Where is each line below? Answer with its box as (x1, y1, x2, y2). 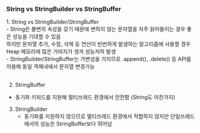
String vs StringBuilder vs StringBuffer (6, 5, 122, 13)
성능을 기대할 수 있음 (12, 33, 61, 40)
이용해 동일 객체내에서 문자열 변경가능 (6, 63, 95, 70)
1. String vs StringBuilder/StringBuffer (6, 19, 99, 26)
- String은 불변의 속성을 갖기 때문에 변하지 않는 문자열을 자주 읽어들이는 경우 (6, 26, 186, 33)
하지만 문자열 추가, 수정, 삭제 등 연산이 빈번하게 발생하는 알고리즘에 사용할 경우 (6, 41, 191, 48)
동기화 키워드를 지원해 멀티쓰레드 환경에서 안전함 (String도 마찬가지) (14, 93, 176, 101)
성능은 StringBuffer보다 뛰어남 (40, 120, 113, 128)
